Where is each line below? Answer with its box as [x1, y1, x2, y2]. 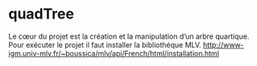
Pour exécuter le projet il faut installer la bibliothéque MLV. [8, 39, 201, 49]
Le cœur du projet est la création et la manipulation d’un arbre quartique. [8, 31, 250, 41]
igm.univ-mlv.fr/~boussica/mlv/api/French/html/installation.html [8, 48, 220, 58]
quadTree [8, 5, 75, 23]
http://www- [202, 39, 244, 49]
